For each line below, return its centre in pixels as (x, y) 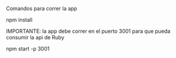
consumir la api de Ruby (35, 37)
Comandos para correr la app (42, 8)
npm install (19, 20)
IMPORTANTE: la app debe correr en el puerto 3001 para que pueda (88, 31)
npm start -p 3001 (28, 49)
